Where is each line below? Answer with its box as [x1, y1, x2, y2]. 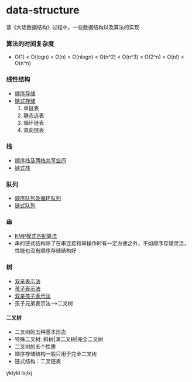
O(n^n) [14, 60, 31, 67]
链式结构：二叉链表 [14, 357, 61, 364]
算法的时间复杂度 [6, 39, 54, 47]
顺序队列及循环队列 [14, 195, 61, 202]
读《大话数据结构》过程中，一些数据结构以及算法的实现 [6, 23, 139, 30]
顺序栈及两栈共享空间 [14, 156, 66, 164]
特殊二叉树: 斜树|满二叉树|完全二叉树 [14, 335, 104, 343]
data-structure [6, 4, 80, 17]
